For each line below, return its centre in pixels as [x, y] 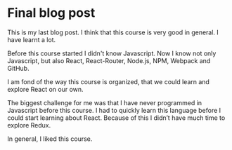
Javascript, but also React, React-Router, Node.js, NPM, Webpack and [109, 60]
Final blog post [51, 13]
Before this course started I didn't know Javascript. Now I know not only [112, 53]
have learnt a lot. [32, 39]
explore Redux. [29, 125]
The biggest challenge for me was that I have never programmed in [105, 102]
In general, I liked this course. [50, 139]
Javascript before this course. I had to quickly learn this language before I [114, 110]
